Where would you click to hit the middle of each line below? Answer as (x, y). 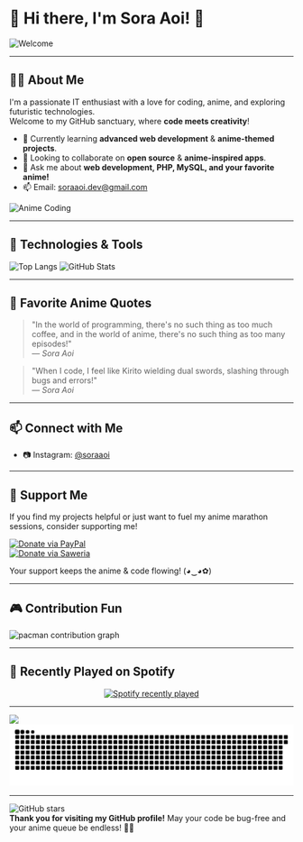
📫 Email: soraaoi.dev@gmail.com (85, 187)
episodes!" (51, 344)
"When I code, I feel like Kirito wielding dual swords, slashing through (160, 371)
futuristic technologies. (52, 111)
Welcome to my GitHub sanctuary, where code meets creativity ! (129, 121)
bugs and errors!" (64, 380)
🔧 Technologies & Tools (76, 245)
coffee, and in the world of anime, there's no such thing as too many (158, 334)
